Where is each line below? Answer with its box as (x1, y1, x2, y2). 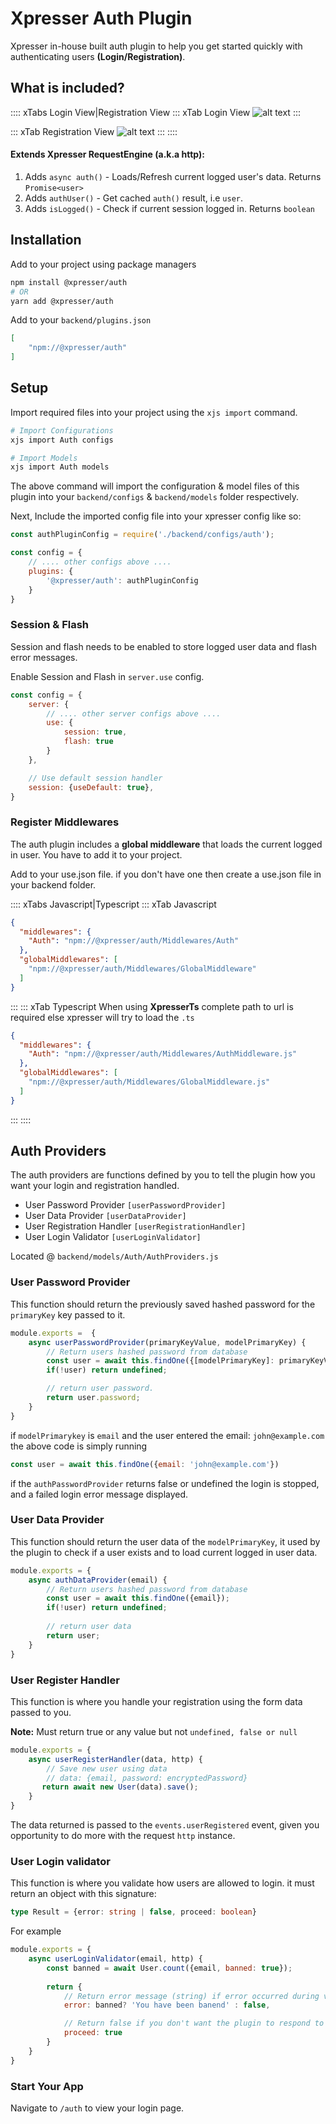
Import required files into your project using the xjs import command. (10, 406, 298, 418)
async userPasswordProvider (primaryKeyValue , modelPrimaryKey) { (28, 1337, 307, 1347)
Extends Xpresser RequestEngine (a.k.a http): (10, 148, 205, 161)
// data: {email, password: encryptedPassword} (46, 1773, 248, 1783)
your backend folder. (10, 878, 97, 891)
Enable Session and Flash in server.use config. (10, 670, 205, 682)
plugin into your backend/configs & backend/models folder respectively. (10, 491, 300, 503)
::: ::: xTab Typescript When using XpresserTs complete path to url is (10, 1000, 294, 1012)
